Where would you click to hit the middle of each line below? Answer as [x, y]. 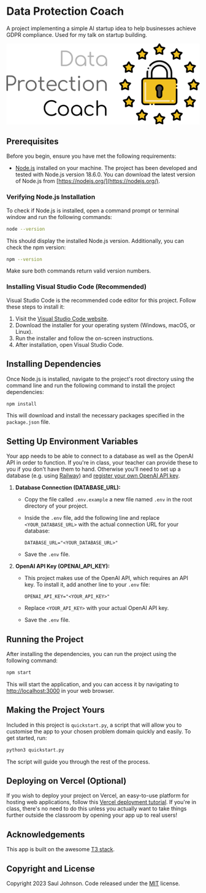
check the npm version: [36, 247]
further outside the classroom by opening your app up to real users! [92, 815]
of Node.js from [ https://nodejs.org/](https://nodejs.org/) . [88, 181]
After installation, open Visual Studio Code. [69, 344]
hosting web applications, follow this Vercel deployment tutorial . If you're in [101, 802]
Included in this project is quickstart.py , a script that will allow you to [94, 725]
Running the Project [45, 639]
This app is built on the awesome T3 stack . [61, 849]
